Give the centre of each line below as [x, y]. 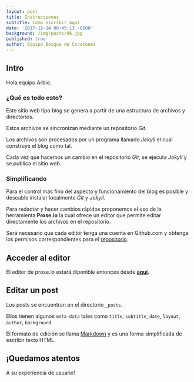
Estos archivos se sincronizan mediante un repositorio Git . [76, 128]
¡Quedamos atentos [43, 359]
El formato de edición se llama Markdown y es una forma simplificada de [94, 334]
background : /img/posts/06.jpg [44, 34]
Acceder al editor [38, 258]
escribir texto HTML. [31, 340]
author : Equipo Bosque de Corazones [51, 45]
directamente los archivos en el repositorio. [58, 222]
